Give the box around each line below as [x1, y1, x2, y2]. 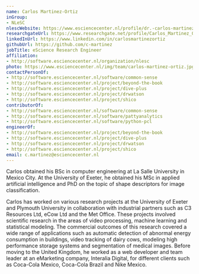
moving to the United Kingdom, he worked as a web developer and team [6, 249, 183, 256]
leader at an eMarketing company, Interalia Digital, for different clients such [6, 255, 190, 262]
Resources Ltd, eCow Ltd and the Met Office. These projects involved [6, 211, 176, 218]
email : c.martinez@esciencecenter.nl [6, 151, 99, 157]
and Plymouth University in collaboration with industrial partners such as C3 [6, 205, 192, 212]
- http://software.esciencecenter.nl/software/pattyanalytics [6, 113, 163, 119]
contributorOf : [6, 102, 44, 108]
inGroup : [6, 14, 28, 20]
